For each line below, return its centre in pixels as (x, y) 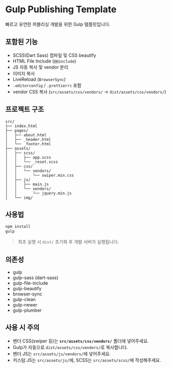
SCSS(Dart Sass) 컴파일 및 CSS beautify (54, 55)
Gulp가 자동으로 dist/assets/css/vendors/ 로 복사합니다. (70, 347)
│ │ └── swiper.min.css (40, 175)
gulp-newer (25, 305)
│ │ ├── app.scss (28, 157)
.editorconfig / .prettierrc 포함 (47, 85)
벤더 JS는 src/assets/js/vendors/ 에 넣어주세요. (62, 354)
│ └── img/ (19, 198)
